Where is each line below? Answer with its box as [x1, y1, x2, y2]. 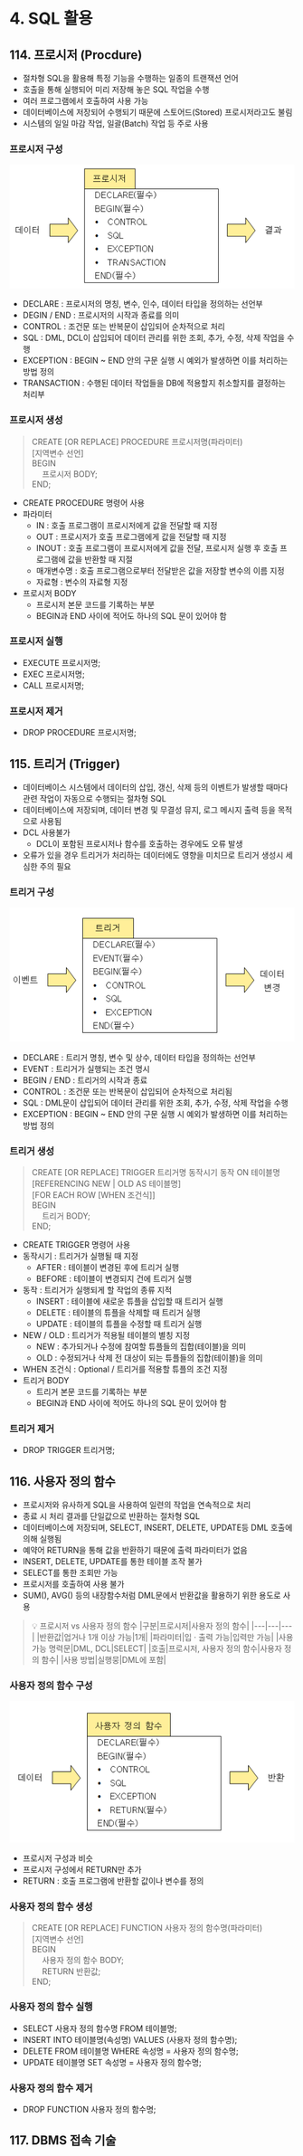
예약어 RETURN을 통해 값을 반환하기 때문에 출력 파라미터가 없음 [22, 1544, 248, 1556]
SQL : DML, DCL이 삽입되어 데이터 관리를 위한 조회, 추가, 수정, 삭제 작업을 [22, 332, 285, 344]
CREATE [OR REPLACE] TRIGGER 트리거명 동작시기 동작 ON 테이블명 [31, 1167, 280, 1178]
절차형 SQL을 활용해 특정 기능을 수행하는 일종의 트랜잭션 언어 [22, 73, 239, 83]
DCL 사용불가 [22, 827, 71, 838]
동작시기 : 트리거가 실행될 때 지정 [22, 1250, 138, 1262]
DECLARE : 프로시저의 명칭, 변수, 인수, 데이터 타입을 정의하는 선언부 [22, 299, 264, 309]
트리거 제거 [9, 1422, 55, 1435]
